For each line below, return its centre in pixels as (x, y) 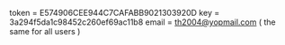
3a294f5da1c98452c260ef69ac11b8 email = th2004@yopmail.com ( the (142, 22)
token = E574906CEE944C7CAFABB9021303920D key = (115, 13)
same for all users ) (45, 31)
